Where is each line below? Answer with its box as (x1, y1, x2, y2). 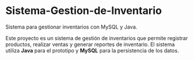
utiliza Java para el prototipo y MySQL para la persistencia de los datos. (5, 47, 179, 54)
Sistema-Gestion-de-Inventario (5, 4, 162, 17)
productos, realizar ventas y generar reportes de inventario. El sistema (5, 41, 175, 48)
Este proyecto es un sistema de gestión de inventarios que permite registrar (5, 34, 188, 41)
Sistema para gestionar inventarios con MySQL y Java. (5, 23, 138, 30)
